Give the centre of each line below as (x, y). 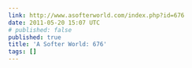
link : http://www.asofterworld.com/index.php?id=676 (96, 15)
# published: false (40, 30)
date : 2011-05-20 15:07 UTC (54, 23)
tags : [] (22, 52)
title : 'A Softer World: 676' (58, 45)
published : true (35, 37)
